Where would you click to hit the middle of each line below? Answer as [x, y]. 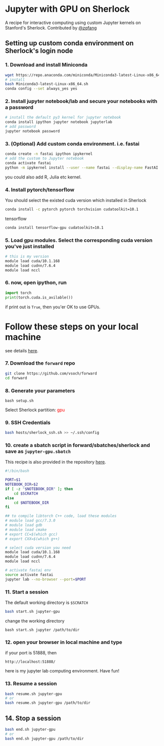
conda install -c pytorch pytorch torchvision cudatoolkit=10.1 [72, 209]
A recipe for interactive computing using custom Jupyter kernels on [73, 23]
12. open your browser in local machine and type [64, 642]
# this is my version [27, 257]
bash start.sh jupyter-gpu [32, 612]
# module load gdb [24, 525]
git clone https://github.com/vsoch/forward [51, 373]
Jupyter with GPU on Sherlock [68, 9]
